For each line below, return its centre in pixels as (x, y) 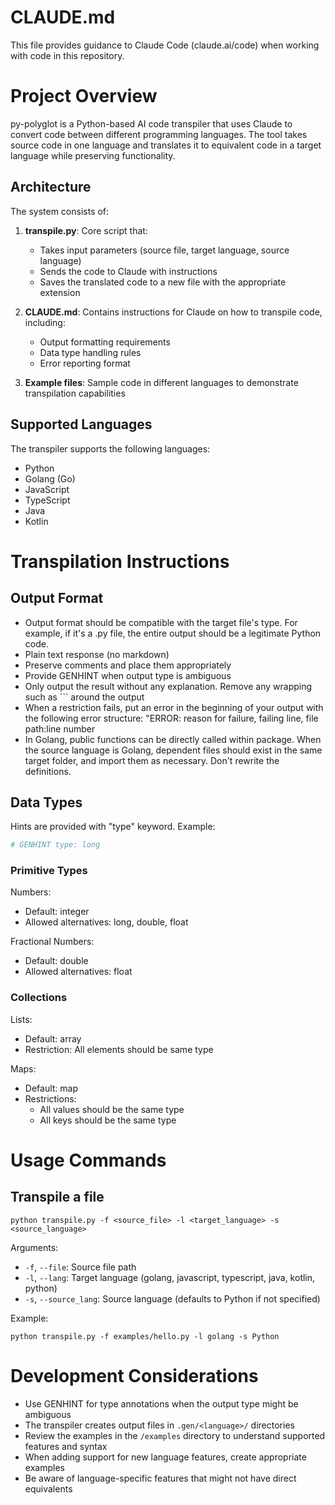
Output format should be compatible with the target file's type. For (161, 622)
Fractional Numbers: (52, 942)
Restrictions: (50, 1098)
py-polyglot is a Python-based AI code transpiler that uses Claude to (151, 123)
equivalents (48, 1488)
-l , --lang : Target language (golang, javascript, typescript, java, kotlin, (170, 1277)
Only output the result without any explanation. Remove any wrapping (168, 686)
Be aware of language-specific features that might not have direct (160, 1478)
